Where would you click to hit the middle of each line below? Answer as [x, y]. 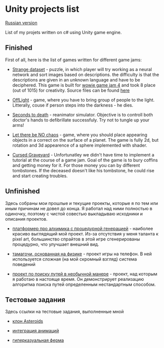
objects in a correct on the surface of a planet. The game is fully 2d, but [85, 140]
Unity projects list [42, 9]
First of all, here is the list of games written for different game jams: [73, 60]
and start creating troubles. [40, 176]
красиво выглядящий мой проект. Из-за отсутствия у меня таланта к [85, 233]
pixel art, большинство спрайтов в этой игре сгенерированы [76, 239]
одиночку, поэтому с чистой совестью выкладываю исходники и [74, 214]
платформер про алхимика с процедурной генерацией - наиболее [82, 229]
